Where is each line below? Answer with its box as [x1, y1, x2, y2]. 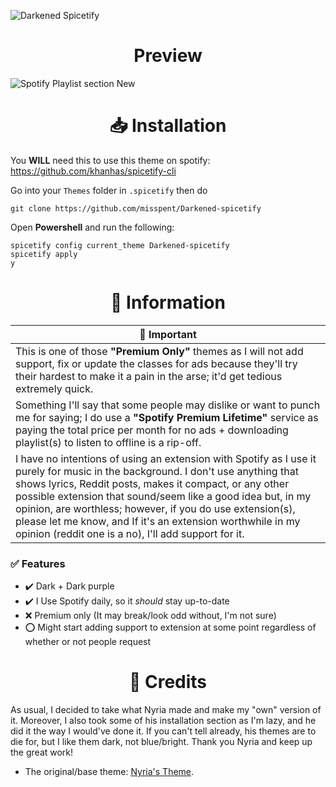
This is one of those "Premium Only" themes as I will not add [15, 344, 304, 358]
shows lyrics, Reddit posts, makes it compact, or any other [15, 476, 290, 490]
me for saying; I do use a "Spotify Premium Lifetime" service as [15, 410, 319, 424]
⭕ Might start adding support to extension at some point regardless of [24, 621, 317, 634]
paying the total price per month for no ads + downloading [15, 423, 289, 437]
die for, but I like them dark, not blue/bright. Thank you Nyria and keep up [10, 736, 313, 748]
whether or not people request [24, 636, 152, 648]
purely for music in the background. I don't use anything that [15, 464, 299, 478]
